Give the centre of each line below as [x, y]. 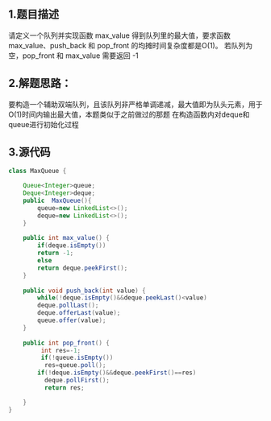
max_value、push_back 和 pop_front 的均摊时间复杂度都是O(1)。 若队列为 [130, 45]
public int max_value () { [67, 238]
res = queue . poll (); [75, 365]
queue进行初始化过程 [44, 124]
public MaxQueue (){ [57, 201]
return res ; [64, 388]
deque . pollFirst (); [77, 381]
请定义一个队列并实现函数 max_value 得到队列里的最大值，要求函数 [120, 35]
